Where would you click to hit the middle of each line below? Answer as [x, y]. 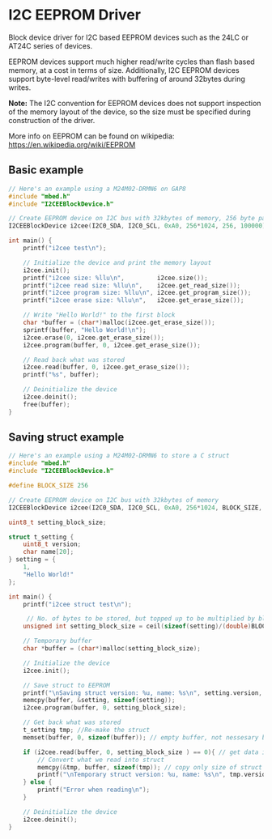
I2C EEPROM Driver [75, 15]
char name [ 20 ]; [49, 552]
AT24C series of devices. [51, 45]
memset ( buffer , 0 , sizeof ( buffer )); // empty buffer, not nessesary [141, 737]
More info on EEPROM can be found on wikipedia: [91, 136]
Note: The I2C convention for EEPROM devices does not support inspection [135, 103]
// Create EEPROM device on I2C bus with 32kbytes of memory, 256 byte [132, 219]
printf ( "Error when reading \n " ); [94, 790]
